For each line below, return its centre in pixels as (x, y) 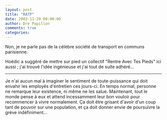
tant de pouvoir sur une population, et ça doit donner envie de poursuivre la (83, 107)
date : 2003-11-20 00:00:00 (33, 19)
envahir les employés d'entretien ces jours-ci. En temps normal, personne (81, 86)
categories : (17, 33)
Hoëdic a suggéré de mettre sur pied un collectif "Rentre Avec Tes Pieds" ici (83, 61)
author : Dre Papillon (28, 23)
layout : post (19, 10)
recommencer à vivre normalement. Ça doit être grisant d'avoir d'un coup (81, 102)
